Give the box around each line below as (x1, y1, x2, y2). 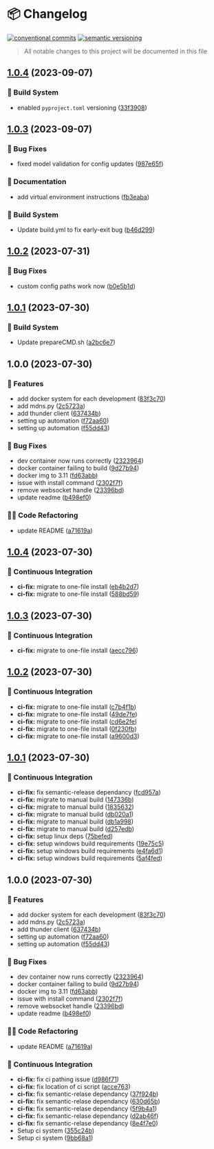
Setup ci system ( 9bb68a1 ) (17, 1133, 94, 1142)
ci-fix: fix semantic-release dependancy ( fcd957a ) (17, 788, 162, 797)
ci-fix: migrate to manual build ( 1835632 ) (17, 803, 134, 811)
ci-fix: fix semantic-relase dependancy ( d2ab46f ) (17, 1112, 159, 1120)
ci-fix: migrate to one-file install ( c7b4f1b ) (17, 702, 136, 711)
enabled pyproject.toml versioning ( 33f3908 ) (17, 103, 148, 112)
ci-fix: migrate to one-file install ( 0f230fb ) (17, 724, 137, 732)
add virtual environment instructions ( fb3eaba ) (17, 192, 150, 201)
